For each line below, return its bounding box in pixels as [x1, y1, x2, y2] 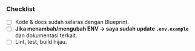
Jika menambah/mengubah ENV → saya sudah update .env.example [15, 25, 189, 32]
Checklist [6, 5, 35, 13]
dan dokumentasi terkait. [15, 32, 78, 39]
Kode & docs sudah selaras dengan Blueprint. [15, 19, 129, 26]
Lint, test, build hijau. [15, 38, 67, 46]
